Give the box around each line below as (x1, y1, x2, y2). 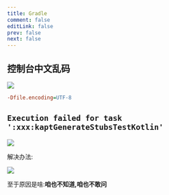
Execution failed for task (7, 113, 122, 124)
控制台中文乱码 (7, 62, 70, 74)
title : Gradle (7, 10, 48, 17)
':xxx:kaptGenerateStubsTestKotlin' (7, 122, 164, 133)
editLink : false (7, 23, 53, 30)
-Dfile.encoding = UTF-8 (7, 94, 72, 101)
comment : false (7, 16, 51, 23)
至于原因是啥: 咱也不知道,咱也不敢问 (7, 180, 107, 188)
